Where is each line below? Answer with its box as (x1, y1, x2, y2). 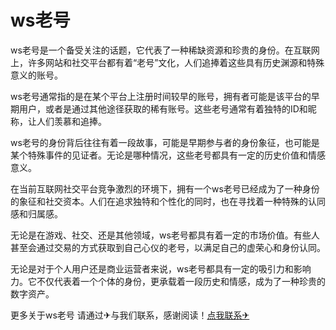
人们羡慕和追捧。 (36, 115, 107, 127)
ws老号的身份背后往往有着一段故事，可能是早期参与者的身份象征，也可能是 (10, 136, 320, 148)
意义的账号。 (10, 69, 63, 81)
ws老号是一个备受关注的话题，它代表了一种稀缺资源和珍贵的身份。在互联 (10, 44, 312, 56)
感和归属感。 (10, 207, 63, 220)
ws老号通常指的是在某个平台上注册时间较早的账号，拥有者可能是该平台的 (10, 90, 312, 102)
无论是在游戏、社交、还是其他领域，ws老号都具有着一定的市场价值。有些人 (10, 229, 320, 241)
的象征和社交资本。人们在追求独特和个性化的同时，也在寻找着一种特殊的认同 (10, 195, 326, 207)
